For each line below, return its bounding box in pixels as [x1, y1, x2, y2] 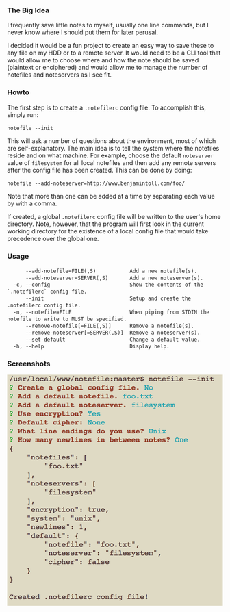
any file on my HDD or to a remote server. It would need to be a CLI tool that [7, 49, 221, 57]
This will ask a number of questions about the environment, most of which [7, 136, 216, 145]
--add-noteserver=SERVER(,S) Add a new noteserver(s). [25, 275, 204, 281]
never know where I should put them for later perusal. [7, 28, 159, 36]
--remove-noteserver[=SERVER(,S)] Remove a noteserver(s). [25, 329, 201, 336]
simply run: [7, 110, 39, 118]
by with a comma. [7, 199, 57, 207]
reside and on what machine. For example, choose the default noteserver [7, 151, 214, 160]
